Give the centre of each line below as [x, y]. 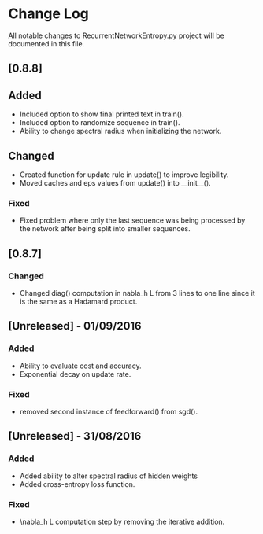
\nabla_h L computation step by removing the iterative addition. [122, 521]
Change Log [48, 14]
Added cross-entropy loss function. [77, 484]
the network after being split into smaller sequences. [105, 229]
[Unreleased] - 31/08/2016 [75, 436]
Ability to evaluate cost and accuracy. [80, 366]
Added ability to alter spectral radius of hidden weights [109, 476]
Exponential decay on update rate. [75, 374]
